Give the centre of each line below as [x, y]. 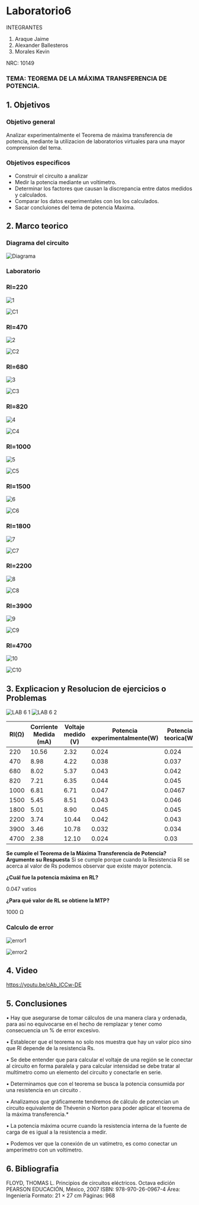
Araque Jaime [32, 39]
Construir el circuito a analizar [51, 176]
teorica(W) [180, 738]
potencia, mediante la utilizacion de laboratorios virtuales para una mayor [96, 141]
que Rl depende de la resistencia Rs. [51, 1048]
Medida [44, 735]
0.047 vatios [21, 889]
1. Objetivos [28, 105]
